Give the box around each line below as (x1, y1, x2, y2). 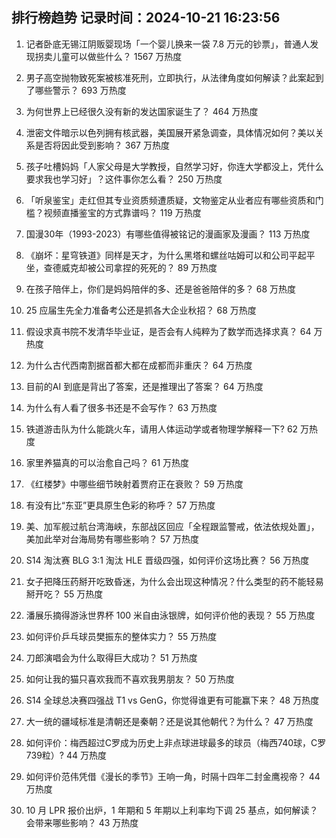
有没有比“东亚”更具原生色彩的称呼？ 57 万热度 (25, 499, 216, 511)
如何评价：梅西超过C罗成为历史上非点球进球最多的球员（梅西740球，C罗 (25, 736, 327, 748)
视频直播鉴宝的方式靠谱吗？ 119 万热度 (43, 206, 202, 218)
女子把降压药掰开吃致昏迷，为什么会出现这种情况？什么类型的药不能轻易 (25, 575, 324, 587)
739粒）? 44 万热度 (25, 749, 107, 761)
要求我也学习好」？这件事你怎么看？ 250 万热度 (25, 173, 223, 185)
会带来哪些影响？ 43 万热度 (25, 816, 139, 828)
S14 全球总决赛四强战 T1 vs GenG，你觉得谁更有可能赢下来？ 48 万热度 (25, 694, 320, 706)
